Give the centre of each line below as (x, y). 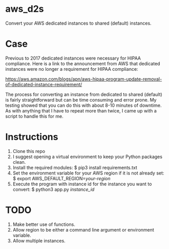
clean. (19, 162)
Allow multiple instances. (39, 241)
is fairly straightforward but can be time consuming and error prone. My (81, 100)
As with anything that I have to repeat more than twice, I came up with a (81, 110)
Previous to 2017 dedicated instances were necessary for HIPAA (73, 58)
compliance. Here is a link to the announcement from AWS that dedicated (83, 63)
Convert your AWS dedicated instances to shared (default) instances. (79, 23)
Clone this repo (29, 151)
